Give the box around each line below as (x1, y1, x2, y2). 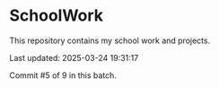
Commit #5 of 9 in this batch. (9, 69, 117, 81)
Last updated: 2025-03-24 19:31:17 (9, 52, 139, 63)
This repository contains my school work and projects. (9, 35, 211, 46)
